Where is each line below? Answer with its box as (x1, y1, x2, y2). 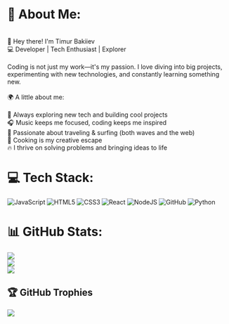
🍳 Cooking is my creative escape (7, 136, 103, 144)
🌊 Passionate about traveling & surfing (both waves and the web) (7, 128, 195, 136)
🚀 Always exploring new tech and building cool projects (7, 110, 168, 119)
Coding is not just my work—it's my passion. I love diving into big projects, (7, 63, 223, 71)
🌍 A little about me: (7, 93, 65, 101)
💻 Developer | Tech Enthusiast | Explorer (7, 45, 126, 53)
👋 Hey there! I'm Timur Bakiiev (7, 37, 95, 45)
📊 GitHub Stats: (7, 224, 103, 240)
